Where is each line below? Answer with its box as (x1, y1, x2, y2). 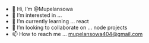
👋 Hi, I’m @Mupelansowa (11, 6, 73, 12)
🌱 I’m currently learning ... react (11, 18, 89, 24)
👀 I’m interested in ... (11, 12, 62, 19)
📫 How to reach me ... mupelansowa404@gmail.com (11, 31, 143, 37)
